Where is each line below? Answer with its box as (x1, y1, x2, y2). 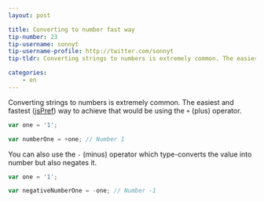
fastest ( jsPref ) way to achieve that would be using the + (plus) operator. (8, 106, 242, 115)
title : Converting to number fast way (8, 25, 135, 34)
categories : (8, 69, 47, 77)
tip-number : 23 (8, 33, 58, 41)
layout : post (8, 11, 51, 20)
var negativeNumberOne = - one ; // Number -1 (8, 187, 156, 195)
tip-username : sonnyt (8, 40, 79, 48)
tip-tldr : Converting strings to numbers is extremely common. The (8, 55, 234, 63)
